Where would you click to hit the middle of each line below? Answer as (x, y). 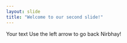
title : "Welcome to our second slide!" (55, 17)
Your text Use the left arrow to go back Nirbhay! (64, 34)
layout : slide (23, 11)
